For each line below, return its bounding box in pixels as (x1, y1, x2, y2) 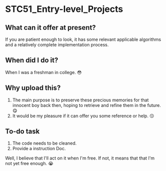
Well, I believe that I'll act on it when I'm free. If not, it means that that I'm (5, 155, 155, 161)
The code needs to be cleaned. (12, 140, 77, 146)
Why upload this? (5, 84, 61, 92)
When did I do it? (5, 56, 58, 65)
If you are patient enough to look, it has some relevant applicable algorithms (5, 36, 161, 42)
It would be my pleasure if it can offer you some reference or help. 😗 (12, 113, 155, 119)
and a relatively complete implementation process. (5, 42, 109, 48)
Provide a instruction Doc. (12, 146, 66, 152)
